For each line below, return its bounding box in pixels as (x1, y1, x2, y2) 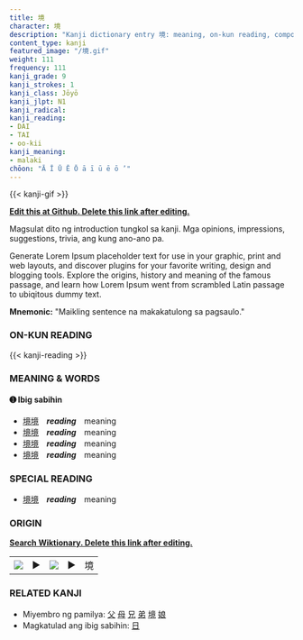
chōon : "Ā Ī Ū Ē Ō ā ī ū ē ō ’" (9, 164, 131, 173)
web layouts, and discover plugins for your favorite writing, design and (9, 261, 271, 271)
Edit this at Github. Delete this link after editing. (9, 206, 190, 217)
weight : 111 (9, 55, 54, 64)
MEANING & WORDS (9, 371, 101, 384)
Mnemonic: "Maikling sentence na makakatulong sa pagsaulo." (9, 306, 245, 317)
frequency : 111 (9, 64, 67, 73)
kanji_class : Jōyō (9, 88, 78, 97)
